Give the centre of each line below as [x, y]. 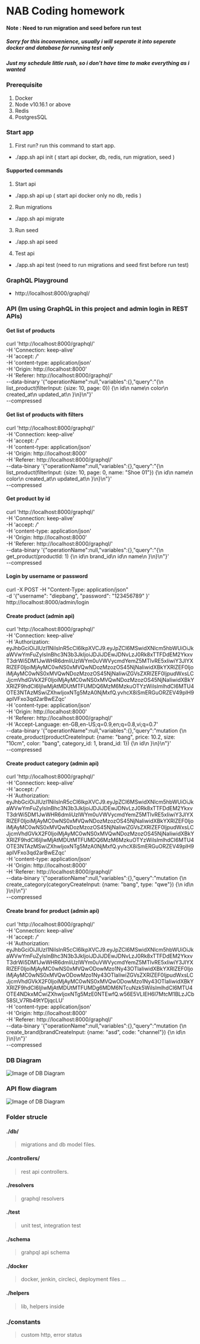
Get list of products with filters [45, 415]
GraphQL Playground [37, 280]
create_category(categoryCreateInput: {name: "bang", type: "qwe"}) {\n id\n [100, 884]
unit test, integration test [51, 1225]
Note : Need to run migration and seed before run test [74, 27]
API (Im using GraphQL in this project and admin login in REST [97, 309]
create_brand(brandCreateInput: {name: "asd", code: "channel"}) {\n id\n [96, 1032]
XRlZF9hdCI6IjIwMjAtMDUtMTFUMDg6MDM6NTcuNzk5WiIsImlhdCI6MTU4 [99, 988]
